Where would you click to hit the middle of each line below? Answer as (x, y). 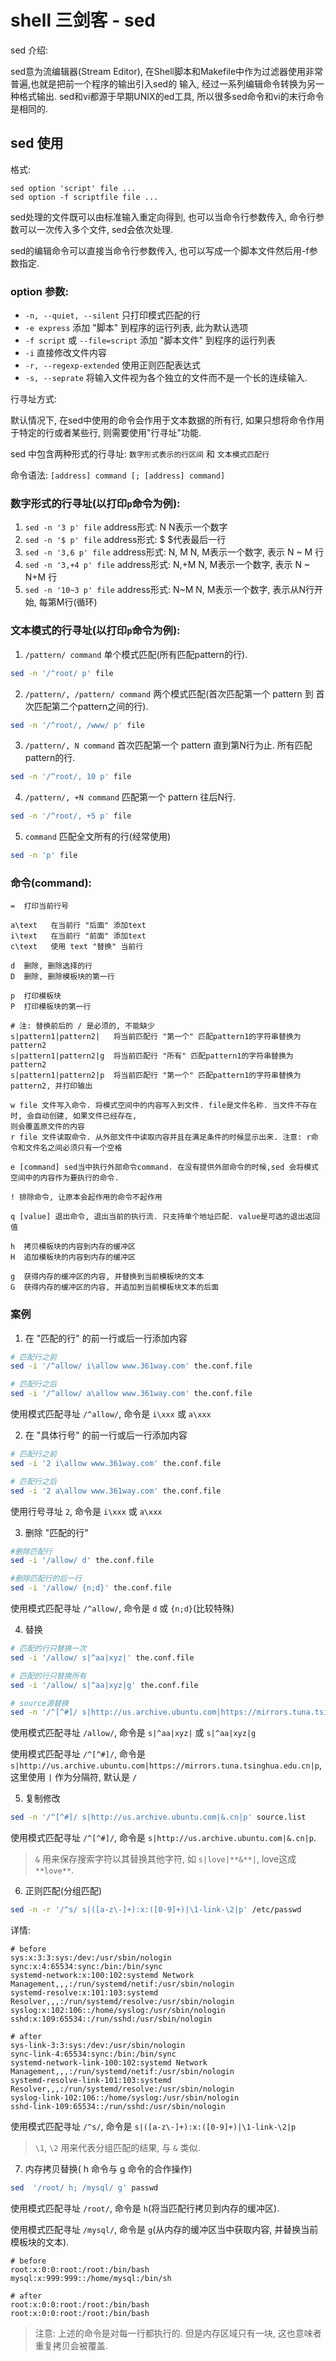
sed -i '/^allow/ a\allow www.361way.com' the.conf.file (131, 1394)
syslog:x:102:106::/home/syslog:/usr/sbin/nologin (118, 2011)
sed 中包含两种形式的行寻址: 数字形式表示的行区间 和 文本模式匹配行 (140, 454)
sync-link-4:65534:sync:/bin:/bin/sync (93, 2054)
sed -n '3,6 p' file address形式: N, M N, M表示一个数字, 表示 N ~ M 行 (174, 552)
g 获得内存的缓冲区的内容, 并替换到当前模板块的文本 (107, 1277)
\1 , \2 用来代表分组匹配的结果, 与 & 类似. (117, 2148)
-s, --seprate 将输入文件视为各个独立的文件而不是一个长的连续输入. (166, 378)
